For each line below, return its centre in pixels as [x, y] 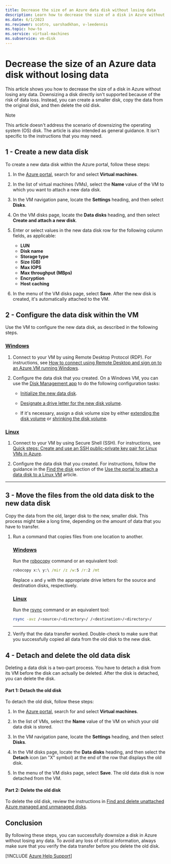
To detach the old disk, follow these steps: [50, 702]
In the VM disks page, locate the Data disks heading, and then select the [89, 752]
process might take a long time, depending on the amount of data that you [83, 521]
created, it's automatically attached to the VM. [61, 299]
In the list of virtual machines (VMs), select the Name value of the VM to [88, 184]
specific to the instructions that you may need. [54, 136]
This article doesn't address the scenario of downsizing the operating [78, 125]
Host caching [35, 283]
